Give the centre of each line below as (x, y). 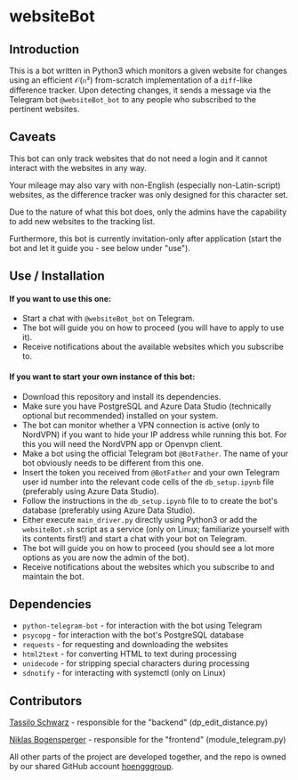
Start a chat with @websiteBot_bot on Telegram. (109, 319)
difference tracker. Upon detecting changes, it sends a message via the (140, 90)
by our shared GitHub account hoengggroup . (92, 767)
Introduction (44, 49)
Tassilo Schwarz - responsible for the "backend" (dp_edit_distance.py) (139, 722)
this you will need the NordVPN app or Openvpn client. (122, 443)
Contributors (46, 701)
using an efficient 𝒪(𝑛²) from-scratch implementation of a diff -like (131, 80)
